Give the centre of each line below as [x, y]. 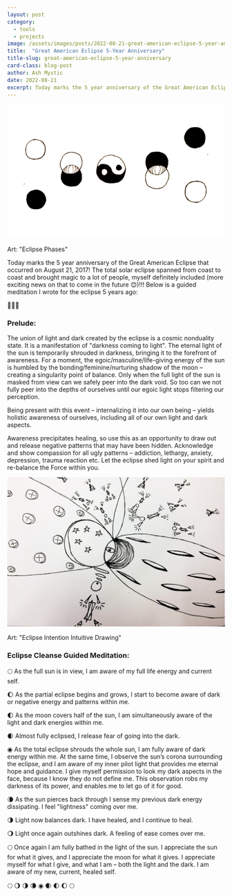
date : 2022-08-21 [32, 80]
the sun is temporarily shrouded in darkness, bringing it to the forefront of [112, 353]
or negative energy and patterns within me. [68, 701]
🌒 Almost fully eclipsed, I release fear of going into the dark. [94, 736]
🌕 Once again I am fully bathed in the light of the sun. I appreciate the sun [112, 847]
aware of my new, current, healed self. [61, 871]
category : [21, 22]
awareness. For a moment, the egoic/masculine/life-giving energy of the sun [116, 360]
